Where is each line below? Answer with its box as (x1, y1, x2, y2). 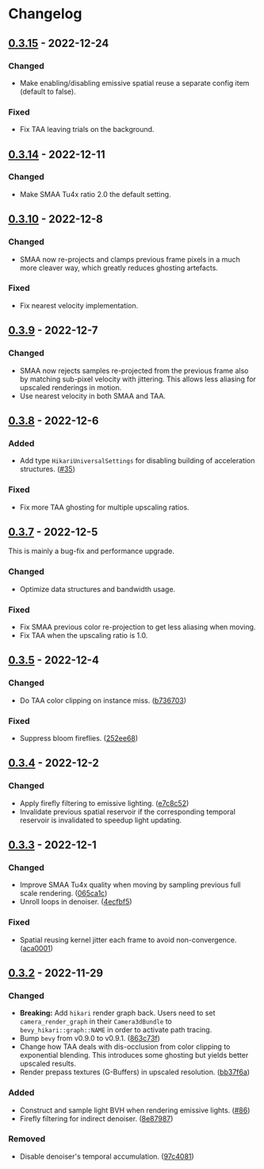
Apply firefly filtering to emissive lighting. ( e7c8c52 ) (19, 798, 189, 807)
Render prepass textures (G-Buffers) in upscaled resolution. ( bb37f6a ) (19, 1067, 251, 1077)
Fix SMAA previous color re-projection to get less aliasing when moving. (19, 621, 256, 632)
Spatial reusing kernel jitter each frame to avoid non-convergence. (19, 935, 237, 944)
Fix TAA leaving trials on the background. (19, 125, 155, 134)
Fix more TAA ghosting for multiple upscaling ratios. (19, 502, 189, 512)
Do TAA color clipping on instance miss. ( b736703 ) (19, 695, 186, 705)
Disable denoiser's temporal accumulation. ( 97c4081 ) (19, 1152, 194, 1161)
